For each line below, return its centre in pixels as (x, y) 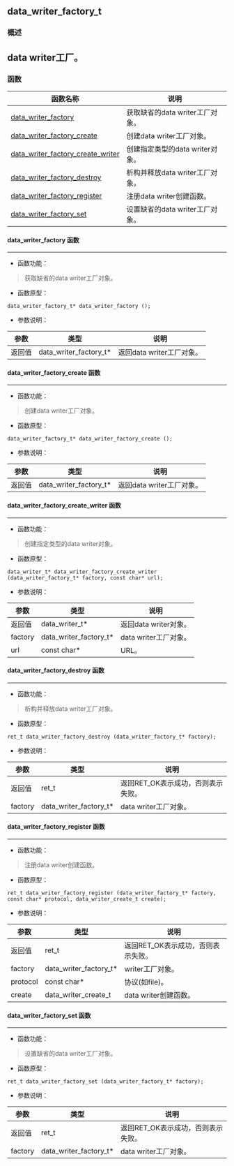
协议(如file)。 (146, 982)
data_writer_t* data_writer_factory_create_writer (82, 572)
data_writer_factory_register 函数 (56, 827)
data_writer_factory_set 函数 (49, 1015)
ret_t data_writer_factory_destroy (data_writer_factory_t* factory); (112, 737)
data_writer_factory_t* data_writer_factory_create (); (90, 439)
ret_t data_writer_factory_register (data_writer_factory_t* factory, (112, 893)
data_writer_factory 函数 (43, 239)
